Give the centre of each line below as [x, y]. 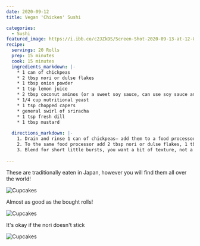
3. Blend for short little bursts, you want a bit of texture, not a [105, 150]
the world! [19, 179]
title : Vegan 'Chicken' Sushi [44, 17]
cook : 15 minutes [33, 61]
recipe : [16, 45]
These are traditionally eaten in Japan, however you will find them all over [96, 172]
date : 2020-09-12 [28, 12]
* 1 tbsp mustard [38, 122]
